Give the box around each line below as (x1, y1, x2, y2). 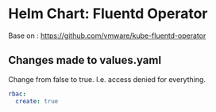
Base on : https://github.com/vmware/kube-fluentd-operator (8, 31, 206, 40)
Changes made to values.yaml (8, 54, 161, 67)
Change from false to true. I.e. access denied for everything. (8, 74, 206, 84)
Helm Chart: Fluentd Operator (8, 5, 208, 23)
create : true (15, 97, 59, 105)
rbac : (8, 90, 26, 98)
